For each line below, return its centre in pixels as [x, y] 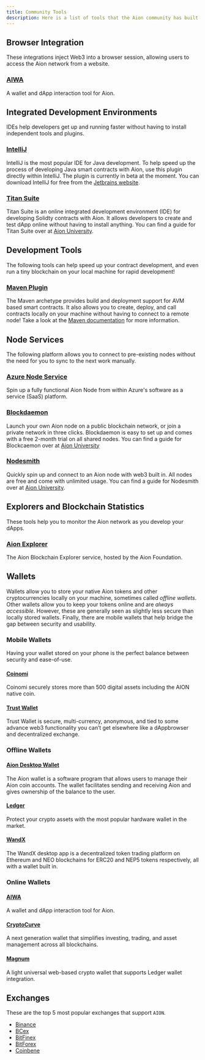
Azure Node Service [37, 376]
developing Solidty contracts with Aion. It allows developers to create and [99, 218]
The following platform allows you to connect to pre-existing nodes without [101, 354]
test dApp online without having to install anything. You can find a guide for [101, 225]
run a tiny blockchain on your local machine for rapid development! [91, 271]
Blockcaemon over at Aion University [53, 445]
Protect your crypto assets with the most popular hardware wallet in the [97, 819]
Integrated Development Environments [82, 112]
